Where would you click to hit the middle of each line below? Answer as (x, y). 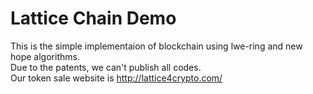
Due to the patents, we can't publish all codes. (106, 67)
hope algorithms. (45, 56)
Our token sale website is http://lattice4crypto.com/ (116, 78)
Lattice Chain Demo (93, 18)
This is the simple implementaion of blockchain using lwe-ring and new (156, 46)
